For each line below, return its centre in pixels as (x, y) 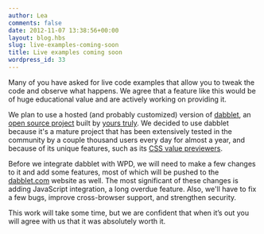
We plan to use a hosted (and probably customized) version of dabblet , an (130, 114)
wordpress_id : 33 (37, 60)
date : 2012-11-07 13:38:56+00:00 (64, 30)
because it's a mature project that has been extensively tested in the (120, 131)
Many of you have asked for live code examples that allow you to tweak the (132, 82)
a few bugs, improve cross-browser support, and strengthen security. (122, 197)
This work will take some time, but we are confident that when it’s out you (128, 213)
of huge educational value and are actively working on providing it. (117, 99)
